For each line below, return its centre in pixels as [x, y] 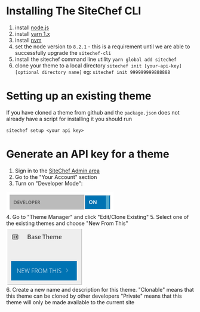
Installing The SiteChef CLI [74, 11]
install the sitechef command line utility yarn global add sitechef [96, 59]
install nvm [28, 40]
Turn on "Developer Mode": [49, 183]
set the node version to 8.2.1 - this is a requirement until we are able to [102, 47]
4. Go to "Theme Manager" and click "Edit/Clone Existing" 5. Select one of [98, 217]
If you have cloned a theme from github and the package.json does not [93, 112]
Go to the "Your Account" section [56, 177]
